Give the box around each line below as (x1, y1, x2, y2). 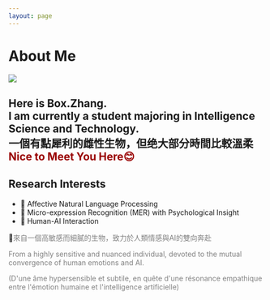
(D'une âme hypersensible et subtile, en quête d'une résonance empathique (8, 273, 263, 283)
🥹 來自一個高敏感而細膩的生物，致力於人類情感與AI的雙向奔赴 (8, 233, 212, 242)
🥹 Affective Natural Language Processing (19, 199, 158, 208)
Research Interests (8, 178, 106, 191)
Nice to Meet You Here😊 (8, 149, 135, 163)
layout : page (8, 11, 53, 20)
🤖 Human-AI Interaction (19, 216, 99, 225)
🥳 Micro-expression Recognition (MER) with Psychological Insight (19, 208, 239, 217)
